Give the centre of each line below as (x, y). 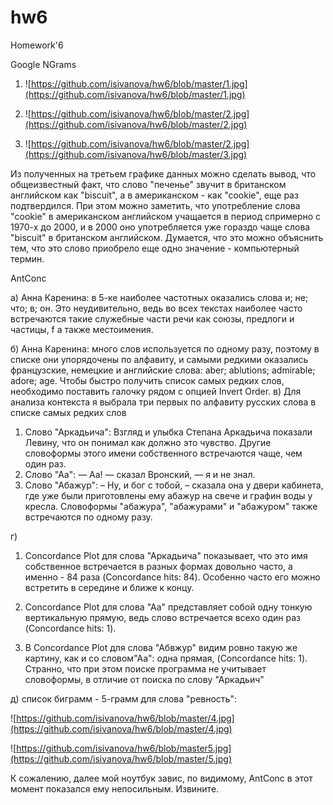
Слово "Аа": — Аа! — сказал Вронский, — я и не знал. (140, 474)
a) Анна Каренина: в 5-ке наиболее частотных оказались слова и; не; (159, 297)
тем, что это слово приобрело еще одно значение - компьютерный (155, 248)
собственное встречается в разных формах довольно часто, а (158, 566)
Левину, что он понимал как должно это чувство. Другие (148, 442)
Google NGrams (43, 64)
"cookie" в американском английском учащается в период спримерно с (166, 216)
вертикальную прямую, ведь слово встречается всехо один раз (162, 617)
